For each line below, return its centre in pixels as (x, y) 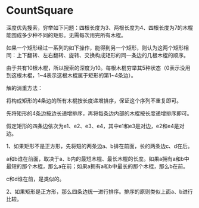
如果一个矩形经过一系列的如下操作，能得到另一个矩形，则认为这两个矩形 (95, 48)
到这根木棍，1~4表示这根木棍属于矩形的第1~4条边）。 (71, 75)
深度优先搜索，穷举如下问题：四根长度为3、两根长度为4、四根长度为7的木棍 (100, 27)
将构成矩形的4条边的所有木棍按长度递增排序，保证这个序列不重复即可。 (94, 100)
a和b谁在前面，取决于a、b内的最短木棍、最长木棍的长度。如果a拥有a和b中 (98, 159)
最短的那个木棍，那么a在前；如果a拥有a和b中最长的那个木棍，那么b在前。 (97, 166)
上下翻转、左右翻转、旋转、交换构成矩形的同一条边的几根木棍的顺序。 (102, 55)
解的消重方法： (24, 88)
